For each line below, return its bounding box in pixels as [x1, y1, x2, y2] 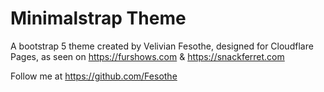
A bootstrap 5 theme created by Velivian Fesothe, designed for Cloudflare [10, 40, 314, 52]
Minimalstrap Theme [10, 7, 187, 30]
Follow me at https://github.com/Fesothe [10, 70, 178, 82]
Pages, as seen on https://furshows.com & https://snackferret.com [10, 50, 285, 62]
